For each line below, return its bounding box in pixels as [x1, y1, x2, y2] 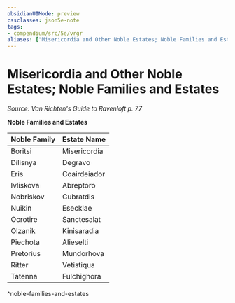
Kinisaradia [62, 226, 99, 236]
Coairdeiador [62, 169, 106, 179]
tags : [7, 23, 23, 30]
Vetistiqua [62, 260, 96, 270]
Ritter [10, 260, 29, 270]
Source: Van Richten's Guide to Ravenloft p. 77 [7, 104, 142, 113]
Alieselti [62, 237, 89, 247]
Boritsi [10, 146, 32, 156]
